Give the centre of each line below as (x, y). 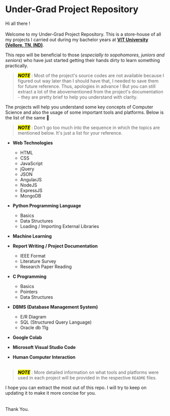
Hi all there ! (18, 23)
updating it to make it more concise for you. (51, 393)
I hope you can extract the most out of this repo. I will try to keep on (76, 388)
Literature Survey (38, 261)
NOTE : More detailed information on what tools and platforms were (88, 372)
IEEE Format (33, 255)
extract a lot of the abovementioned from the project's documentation (90, 91)
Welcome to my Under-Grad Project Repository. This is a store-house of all (83, 34)
